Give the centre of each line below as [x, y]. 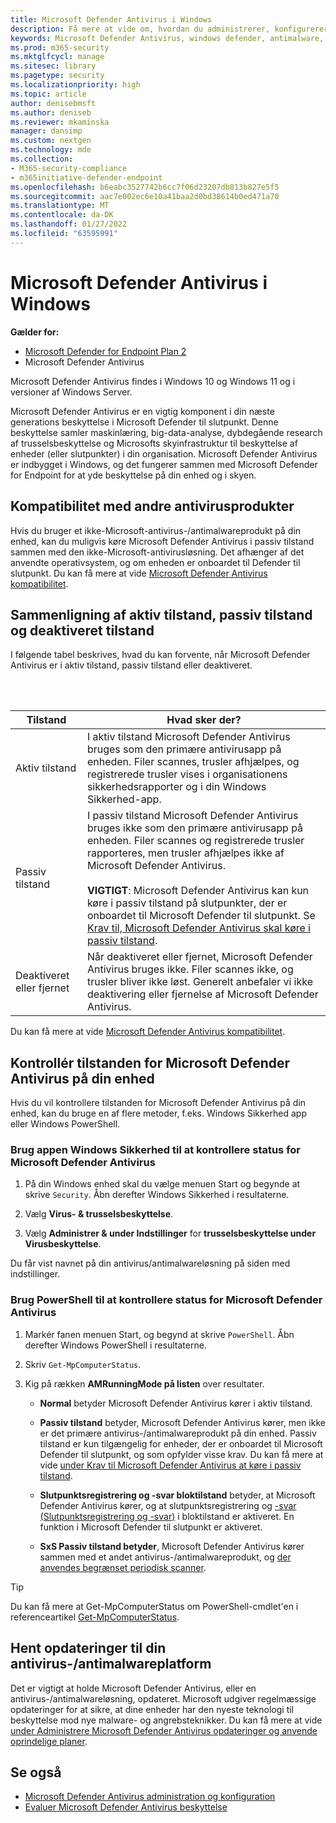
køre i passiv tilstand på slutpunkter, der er [187, 903]
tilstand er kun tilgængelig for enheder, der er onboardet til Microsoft [181, 1443]
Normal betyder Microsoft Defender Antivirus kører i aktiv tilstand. [176, 1403]
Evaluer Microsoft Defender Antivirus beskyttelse [126, 1807]
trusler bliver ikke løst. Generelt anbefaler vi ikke [200, 982]
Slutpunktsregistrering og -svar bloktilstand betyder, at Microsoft [177, 1495]
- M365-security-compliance [69, 168]
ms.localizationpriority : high [75, 85]
